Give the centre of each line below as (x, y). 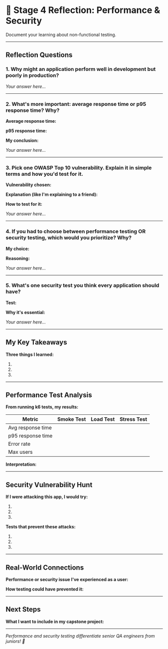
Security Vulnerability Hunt (49, 485)
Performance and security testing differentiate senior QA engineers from (80, 636)
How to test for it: (24, 204)
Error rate (19, 444)
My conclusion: (22, 140)
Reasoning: (18, 258)
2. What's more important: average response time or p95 (76, 104)
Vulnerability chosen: (29, 185)
